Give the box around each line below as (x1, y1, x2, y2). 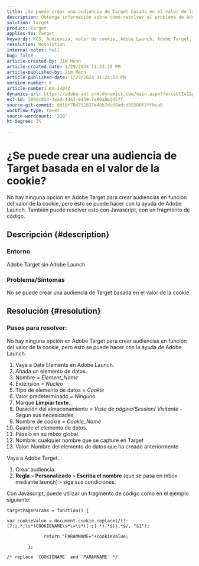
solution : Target (6, 19, 50, 25)
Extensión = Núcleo (15, 380, 64, 387)
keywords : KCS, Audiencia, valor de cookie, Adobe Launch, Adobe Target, (6, 36, 193, 42)
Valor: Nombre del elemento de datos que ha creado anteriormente (15, 443, 179, 450)
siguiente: (6, 496, 31, 503)
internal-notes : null (6, 47, 60, 53)
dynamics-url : (6, 91, 42, 97)
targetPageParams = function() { (6, 508, 89, 513)
